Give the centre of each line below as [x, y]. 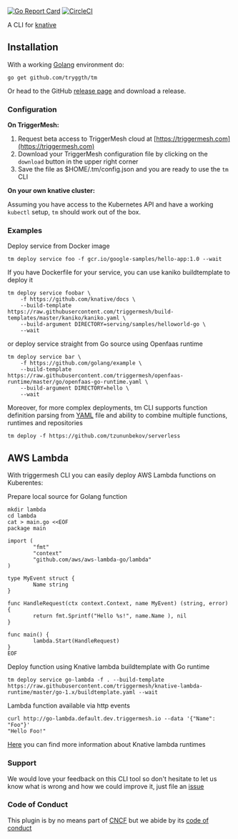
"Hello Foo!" [27, 731]
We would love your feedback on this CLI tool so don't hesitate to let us [112, 778]
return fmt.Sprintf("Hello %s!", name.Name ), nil [110, 616]
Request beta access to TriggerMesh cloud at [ [87, 139]
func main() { [29, 635]
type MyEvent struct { [41, 579]
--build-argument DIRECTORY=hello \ [75, 388]
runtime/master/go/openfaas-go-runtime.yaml [75, 382]
